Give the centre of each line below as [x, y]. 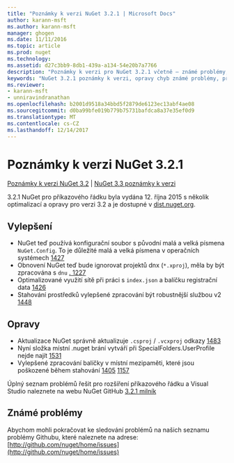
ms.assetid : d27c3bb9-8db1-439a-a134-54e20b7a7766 [82, 65]
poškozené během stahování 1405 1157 [73, 370]
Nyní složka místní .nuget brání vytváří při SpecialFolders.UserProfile [116, 348]
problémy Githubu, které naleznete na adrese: [73, 437]
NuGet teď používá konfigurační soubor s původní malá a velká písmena [121, 243]
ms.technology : [29, 59]
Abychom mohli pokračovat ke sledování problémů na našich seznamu [109, 430]
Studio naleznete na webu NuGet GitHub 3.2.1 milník [82, 391]
